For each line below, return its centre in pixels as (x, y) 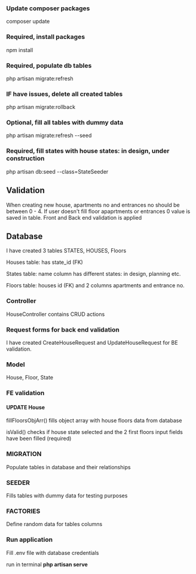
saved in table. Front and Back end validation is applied (74, 217)
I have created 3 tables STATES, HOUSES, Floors (66, 251)
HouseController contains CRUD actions (56, 314)
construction (25, 159)
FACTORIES (23, 511)
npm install (20, 50)
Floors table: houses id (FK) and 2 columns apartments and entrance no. (96, 286)
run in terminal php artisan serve (47, 564)
